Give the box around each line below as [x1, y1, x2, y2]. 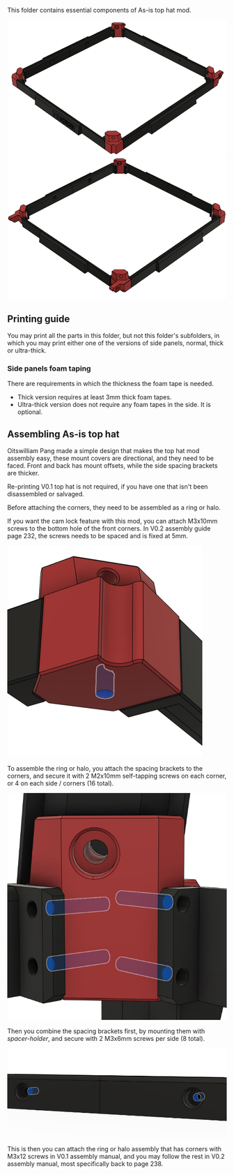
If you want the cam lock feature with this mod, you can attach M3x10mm [7, 517, 218, 526]
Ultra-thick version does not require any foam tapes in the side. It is [17, 401, 211, 409]
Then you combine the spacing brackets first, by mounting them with [7, 1027, 205, 1035]
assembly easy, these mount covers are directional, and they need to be [7, 454, 214, 463]
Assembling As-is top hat [7, 428, 120, 440]
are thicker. [7, 469, 40, 478]
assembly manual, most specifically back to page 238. [7, 1159, 164, 1168]
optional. [17, 408, 43, 416]
